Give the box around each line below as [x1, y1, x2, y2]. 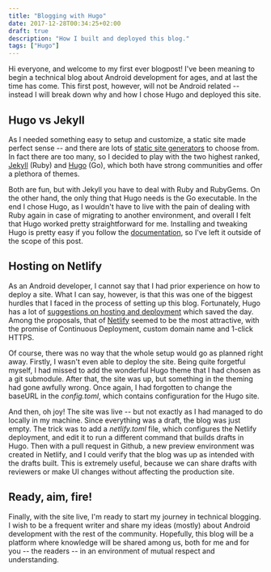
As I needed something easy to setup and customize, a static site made [8, 134, 247, 144]
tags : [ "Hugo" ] [8, 42, 60, 50]
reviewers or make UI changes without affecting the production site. [8, 466, 235, 477]
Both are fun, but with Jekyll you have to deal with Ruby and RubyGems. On [8, 184, 260, 194]
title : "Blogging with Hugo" [8, 11, 107, 20]
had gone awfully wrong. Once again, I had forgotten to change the [8, 382, 232, 392]
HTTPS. [8, 332, 35, 342]
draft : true [8, 27, 49, 35]
